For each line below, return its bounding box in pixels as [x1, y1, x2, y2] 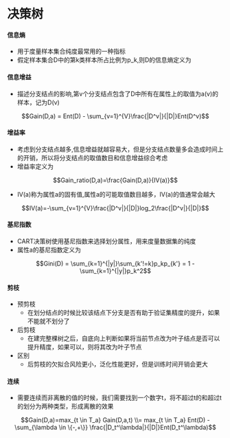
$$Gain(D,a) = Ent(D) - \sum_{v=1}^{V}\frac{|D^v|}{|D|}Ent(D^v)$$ [21, 111, 209, 120]
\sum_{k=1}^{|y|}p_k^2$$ [80, 267, 151, 275]
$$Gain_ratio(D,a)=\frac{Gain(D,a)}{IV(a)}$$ [52, 176, 179, 184]
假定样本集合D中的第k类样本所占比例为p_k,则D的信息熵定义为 [16, 56, 192, 64]
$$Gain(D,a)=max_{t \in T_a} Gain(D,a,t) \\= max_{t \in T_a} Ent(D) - [20, 416, 211, 424]
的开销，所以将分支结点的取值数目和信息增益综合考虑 [16, 153, 168, 162]
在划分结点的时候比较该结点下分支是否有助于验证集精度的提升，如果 [27, 309, 220, 317]
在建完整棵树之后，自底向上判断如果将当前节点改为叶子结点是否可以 [27, 334, 220, 342]
